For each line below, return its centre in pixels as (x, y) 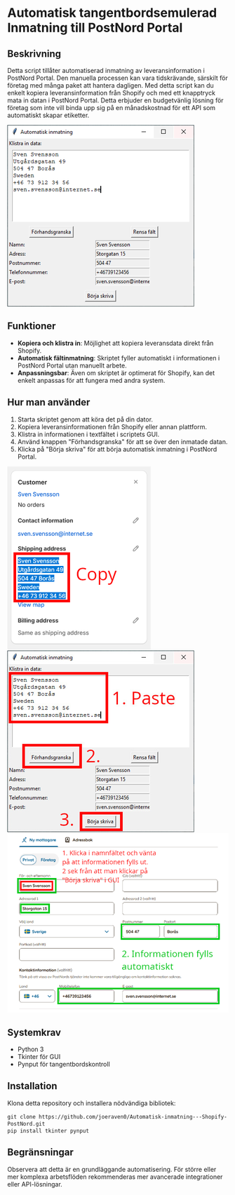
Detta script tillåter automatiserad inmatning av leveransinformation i (106, 70)
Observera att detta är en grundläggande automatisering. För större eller (112, 1169)
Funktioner (32, 326)
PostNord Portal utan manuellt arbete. (72, 365)
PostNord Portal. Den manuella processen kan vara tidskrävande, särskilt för (117, 78)
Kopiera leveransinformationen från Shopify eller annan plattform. (112, 426)
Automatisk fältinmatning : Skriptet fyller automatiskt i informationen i (119, 358)
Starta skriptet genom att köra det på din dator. (85, 419)
